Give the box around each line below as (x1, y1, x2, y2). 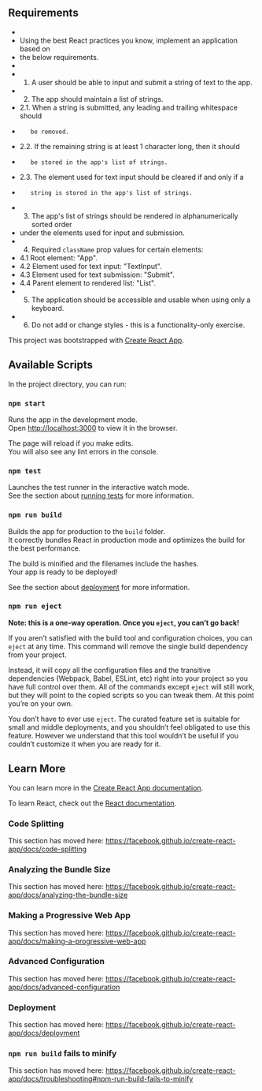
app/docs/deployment (8, 1029, 80, 1038)
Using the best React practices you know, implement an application (19, 35, 238, 45)
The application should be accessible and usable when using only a (31, 295, 251, 305)
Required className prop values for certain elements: (31, 245, 204, 254)
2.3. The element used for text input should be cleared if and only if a (19, 172, 244, 181)
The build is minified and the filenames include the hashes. (8, 559, 199, 568)
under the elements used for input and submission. (19, 228, 185, 237)
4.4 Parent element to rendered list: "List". (19, 278, 156, 287)
